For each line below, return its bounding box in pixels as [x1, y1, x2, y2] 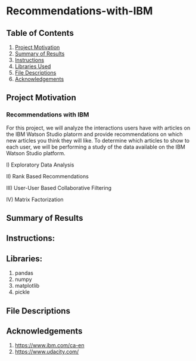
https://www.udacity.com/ [14, 348, 79, 356]
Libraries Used [14, 63, 51, 70]
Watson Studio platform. [6, 149, 66, 156]
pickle [14, 288, 30, 296]
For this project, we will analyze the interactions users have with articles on [6, 124, 191, 131]
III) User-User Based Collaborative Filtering [6, 184, 112, 192]
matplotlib [14, 282, 40, 289]
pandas [14, 270, 34, 277]
